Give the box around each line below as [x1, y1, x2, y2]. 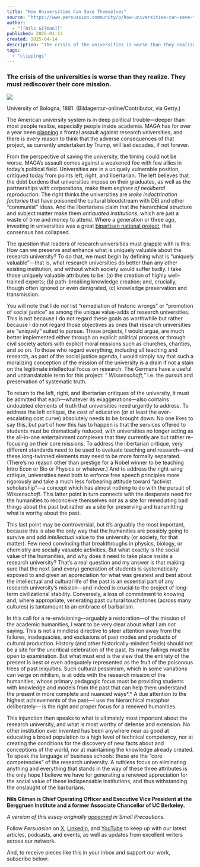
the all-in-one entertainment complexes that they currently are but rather [7, 433, 185, 440]
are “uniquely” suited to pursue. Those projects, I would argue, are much [7, 327, 185, 335]
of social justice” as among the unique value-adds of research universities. [7, 308, 190, 316]
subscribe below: [7, 855, 49, 862]
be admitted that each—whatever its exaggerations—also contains [7, 396, 170, 403]
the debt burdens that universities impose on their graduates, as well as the [7, 178, 191, 185]
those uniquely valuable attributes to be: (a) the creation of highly [7, 272, 167, 279]
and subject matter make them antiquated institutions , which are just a [7, 209, 179, 217]
